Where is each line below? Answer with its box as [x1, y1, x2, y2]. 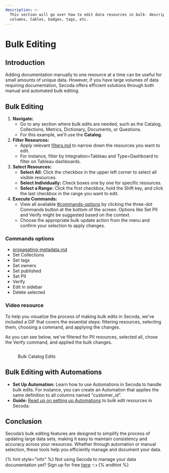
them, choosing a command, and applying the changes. [5, 324, 121, 330]
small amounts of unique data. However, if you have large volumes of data [5, 77, 159, 83]
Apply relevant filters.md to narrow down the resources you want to [20, 142, 160, 148]
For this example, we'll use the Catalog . [20, 132, 103, 138]
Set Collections [12, 252, 44, 258]
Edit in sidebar [12, 284, 43, 290]
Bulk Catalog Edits [18, 353, 56, 359]
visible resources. [20, 175, 57, 181]
